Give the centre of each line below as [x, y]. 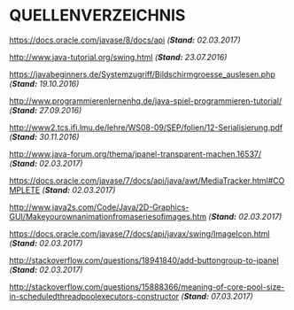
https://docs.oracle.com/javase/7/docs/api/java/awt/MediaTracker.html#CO [147, 180]
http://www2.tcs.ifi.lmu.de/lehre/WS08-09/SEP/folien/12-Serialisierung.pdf [146, 127]
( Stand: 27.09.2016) [46, 110]
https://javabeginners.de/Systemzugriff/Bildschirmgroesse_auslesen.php [143, 74]
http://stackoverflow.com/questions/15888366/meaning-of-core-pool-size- [147, 287]
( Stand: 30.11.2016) [44, 136]
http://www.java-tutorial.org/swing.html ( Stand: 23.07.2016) [118, 57]
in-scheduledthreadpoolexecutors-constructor [94, 296]
